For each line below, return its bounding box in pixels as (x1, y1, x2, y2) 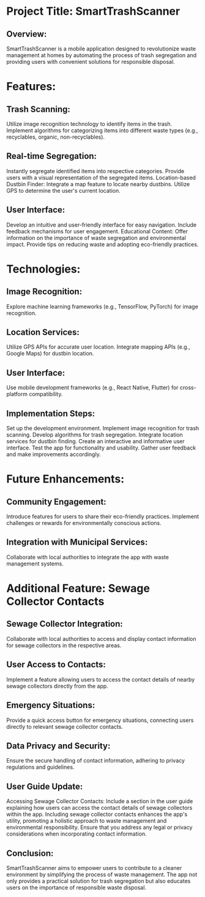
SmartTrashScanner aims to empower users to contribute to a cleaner (6, 864, 182, 871)
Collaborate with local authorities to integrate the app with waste (6, 553, 170, 561)
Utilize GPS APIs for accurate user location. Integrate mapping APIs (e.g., (6, 343, 191, 351)
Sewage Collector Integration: (6, 619, 124, 629)
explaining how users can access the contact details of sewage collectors (6, 804, 193, 812)
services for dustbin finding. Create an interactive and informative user (6, 438, 185, 445)
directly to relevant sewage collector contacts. (6, 723, 124, 730)
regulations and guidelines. (6, 763, 75, 771)
